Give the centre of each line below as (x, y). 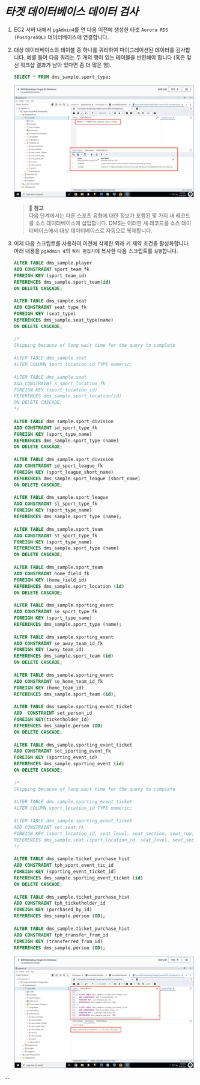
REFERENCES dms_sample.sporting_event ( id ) (69, 764)
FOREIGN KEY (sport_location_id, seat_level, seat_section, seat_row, (104, 833)
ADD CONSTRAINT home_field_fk (52, 573)
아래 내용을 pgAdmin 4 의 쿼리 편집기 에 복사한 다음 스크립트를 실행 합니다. (96, 251)
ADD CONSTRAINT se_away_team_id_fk (58, 643)
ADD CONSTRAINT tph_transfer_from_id (61, 935)
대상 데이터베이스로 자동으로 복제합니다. (106, 231)
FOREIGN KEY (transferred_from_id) (58, 941)
